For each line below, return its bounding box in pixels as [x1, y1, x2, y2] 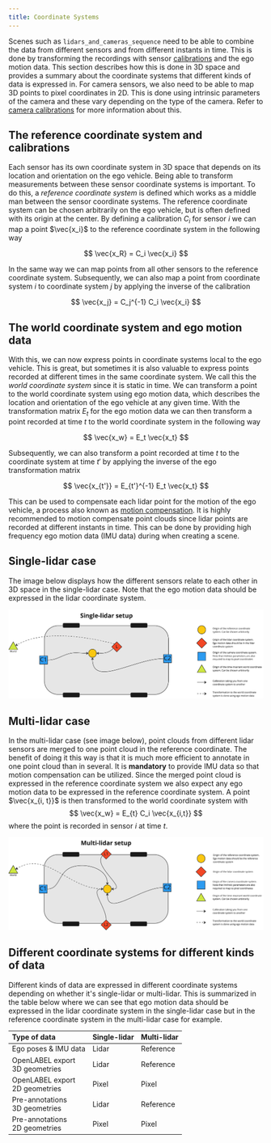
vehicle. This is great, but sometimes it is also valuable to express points [8, 364, 249, 373]
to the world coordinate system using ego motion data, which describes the [8, 389, 260, 399]
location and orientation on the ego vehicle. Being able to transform [8, 171, 233, 181]
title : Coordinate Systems [8, 13, 100, 21]
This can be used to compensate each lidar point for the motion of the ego [8, 496, 256, 506]
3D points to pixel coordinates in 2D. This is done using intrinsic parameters [8, 87, 260, 97]
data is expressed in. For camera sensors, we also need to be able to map [8, 79, 255, 89]
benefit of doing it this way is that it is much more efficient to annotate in [8, 753, 250, 763]
